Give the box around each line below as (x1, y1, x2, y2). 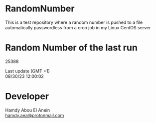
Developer (5, 91, 49, 102)
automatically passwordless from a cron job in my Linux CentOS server (5, 24, 151, 30)
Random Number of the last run (5, 42, 138, 54)
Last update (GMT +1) (5, 68, 50, 74)
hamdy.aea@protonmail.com (5, 112, 64, 118)
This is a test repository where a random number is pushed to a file (5, 19, 143, 25)
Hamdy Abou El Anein (5, 107, 50, 113)
